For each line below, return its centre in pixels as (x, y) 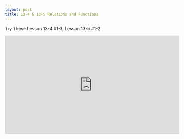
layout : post (19, 10)
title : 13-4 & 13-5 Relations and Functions (52, 14)
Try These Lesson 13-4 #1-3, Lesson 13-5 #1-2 (53, 28)
